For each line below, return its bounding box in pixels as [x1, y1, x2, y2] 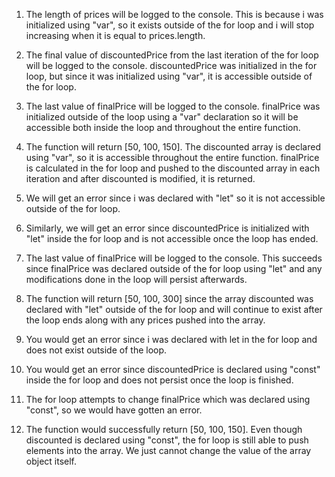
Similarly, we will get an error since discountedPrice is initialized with [25, 222, 310, 234]
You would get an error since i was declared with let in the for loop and [25, 334, 318, 345]
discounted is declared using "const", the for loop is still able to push [25, 434, 309, 446]
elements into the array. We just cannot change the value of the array [25, 445, 312, 456]
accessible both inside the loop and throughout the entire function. [25, 122, 301, 133]
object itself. [25, 455, 78, 467]
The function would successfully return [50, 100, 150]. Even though [25, 424, 303, 435]
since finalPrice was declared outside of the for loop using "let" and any [25, 263, 323, 274]
